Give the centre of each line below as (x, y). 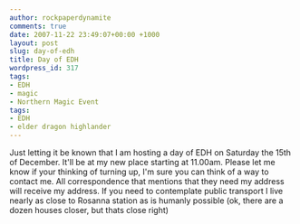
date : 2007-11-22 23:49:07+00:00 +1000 (85, 34)
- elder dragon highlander (60, 127)
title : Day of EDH (44, 60)
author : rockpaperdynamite (60, 18)
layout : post (34, 43)
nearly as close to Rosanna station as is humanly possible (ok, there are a (146, 201)
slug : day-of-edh (42, 51)
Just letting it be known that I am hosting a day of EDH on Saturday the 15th (150, 153)
